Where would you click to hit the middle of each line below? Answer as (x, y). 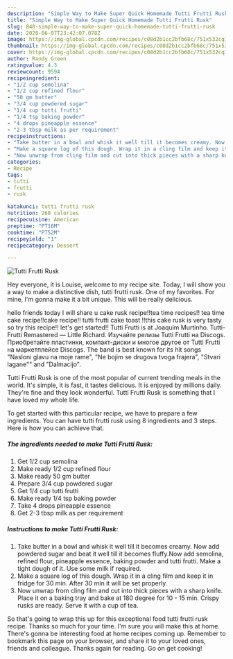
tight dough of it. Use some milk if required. (79, 569)
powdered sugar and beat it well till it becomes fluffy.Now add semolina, (120, 554)
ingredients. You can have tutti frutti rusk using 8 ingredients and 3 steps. (112, 421)
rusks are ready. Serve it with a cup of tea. (78, 606)
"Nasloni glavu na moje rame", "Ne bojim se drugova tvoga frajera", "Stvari (114, 357)
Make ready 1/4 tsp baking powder (67, 498)
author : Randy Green (37, 59)
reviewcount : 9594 (34, 71)
